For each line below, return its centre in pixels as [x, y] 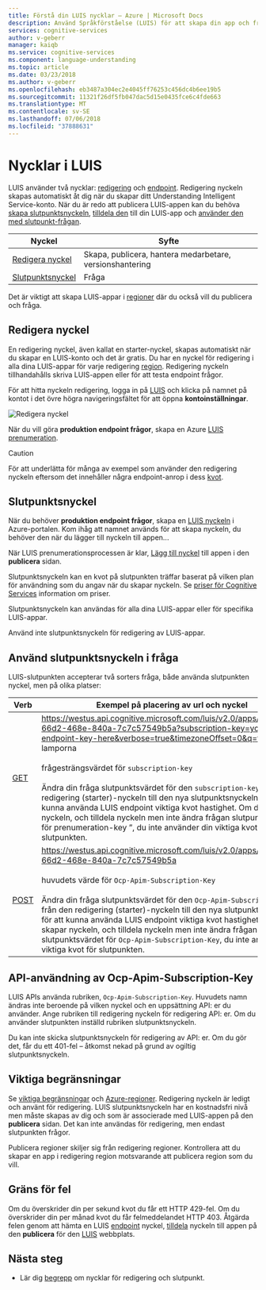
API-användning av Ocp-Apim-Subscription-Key [131, 978]
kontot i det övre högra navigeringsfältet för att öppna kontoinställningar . [128, 399]
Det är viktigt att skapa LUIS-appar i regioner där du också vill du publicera [130, 297]
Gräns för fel [40, 1190]
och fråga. [25, 305]
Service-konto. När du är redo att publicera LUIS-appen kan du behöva [124, 204]
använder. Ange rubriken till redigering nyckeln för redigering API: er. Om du [132, 1014]
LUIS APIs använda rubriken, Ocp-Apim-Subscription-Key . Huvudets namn [128, 996]
